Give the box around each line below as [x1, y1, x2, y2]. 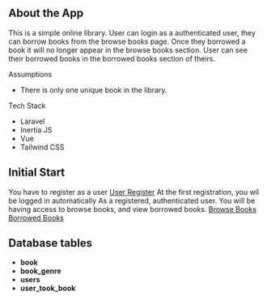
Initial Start [8, 166, 66, 180]
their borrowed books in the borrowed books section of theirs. [8, 53, 216, 63]
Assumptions [8, 69, 53, 79]
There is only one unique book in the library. [19, 85, 167, 95]
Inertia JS [19, 125, 53, 134]
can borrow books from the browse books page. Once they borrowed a [8, 36, 246, 46]
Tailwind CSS [19, 142, 65, 152]
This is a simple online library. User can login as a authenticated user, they [8, 27, 256, 37]
